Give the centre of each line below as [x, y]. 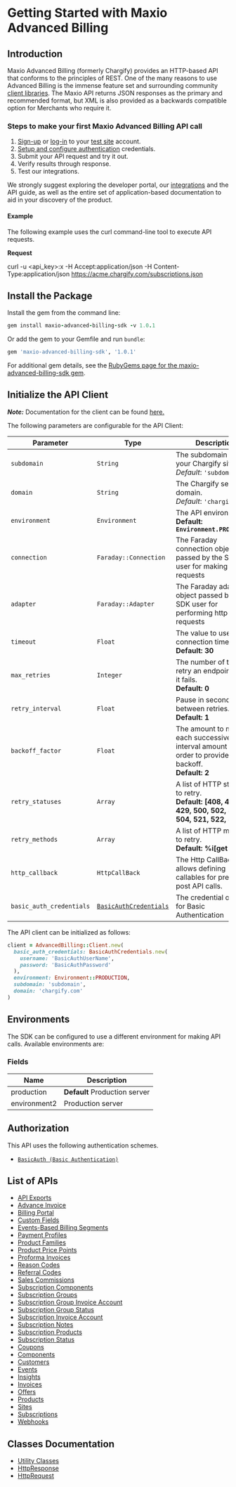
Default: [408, [199, 801]
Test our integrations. [48, 171]
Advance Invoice [42, 1205]
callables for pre [202, 877]
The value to [196, 632]
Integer [110, 675]
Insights [29, 1377]
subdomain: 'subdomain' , [50, 985]
